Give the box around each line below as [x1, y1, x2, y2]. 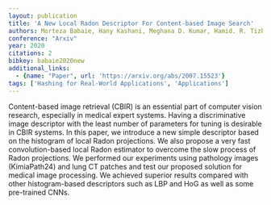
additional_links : [8, 65, 70, 73]
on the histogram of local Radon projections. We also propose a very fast [8, 136, 251, 145]
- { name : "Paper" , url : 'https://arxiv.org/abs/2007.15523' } [15, 72, 226, 80]
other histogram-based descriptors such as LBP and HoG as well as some [8, 178, 254, 188]
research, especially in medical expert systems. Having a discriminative [8, 110, 246, 119]
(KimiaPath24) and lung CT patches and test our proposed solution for [8, 161, 243, 171]
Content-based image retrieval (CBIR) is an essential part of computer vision [8, 102, 262, 111]
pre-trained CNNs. [8, 187, 70, 197]
